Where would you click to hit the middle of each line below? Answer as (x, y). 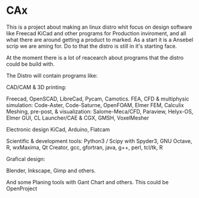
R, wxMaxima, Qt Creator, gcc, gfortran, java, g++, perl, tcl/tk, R (85, 147)
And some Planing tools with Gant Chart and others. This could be (88, 182)
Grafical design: (26, 159)
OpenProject (22, 188)
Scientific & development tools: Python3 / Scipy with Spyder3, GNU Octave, (99, 141)
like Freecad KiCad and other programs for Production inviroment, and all (96, 33)
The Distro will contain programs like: (52, 75)
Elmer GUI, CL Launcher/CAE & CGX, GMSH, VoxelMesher (78, 118)
